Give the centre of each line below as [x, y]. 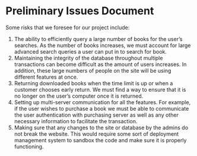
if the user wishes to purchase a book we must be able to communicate [101, 108]
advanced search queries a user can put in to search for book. [90, 51]
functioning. [29, 146]
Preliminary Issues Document [80, 11]
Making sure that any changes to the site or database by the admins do [101, 127]
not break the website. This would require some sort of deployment [96, 134]
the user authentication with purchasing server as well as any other [96, 115]
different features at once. [46, 77]
